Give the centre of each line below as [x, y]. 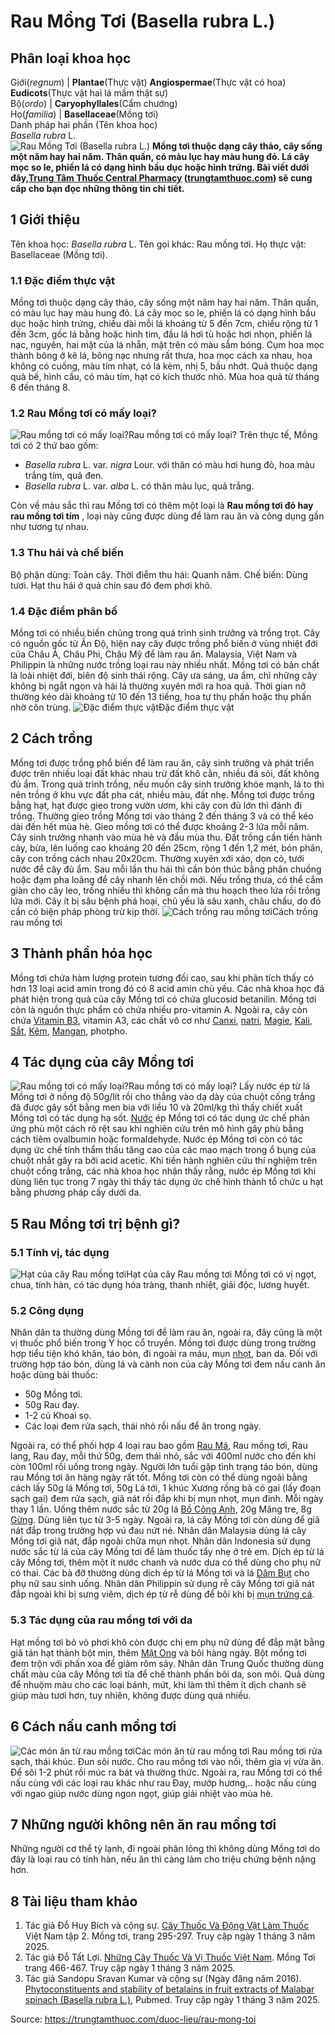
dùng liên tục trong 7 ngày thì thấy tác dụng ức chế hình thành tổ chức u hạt [167, 1182]
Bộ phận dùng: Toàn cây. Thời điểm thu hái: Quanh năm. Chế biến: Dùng [159, 574]
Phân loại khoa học [71, 58]
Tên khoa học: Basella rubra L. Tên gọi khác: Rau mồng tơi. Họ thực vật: [158, 244]
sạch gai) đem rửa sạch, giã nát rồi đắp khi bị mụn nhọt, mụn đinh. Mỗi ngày [167, 1499]
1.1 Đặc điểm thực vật [62, 280]
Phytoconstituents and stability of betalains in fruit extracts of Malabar [169, 1989]
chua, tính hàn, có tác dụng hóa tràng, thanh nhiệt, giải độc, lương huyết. [160, 1285]
